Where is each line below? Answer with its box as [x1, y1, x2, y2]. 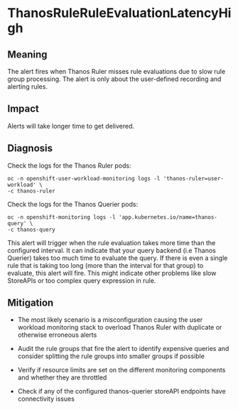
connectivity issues [17, 394, 75, 403]
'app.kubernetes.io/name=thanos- [118, 213, 218, 221]
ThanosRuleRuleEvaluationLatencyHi [7, 5, 232, 21]
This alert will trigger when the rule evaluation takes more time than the [7, 238, 216, 247]
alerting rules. [7, 82, 48, 90]
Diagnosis [7, 142, 53, 154]
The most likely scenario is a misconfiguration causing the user [17, 315, 203, 324]
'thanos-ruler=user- [163, 175, 224, 182]
